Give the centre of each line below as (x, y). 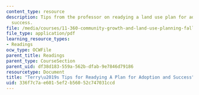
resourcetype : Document (36, 72)
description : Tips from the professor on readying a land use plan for (96, 17)
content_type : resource (36, 12)
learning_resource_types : (38, 39)
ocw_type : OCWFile (29, 50)
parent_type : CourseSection (41, 61)
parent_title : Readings (36, 55)
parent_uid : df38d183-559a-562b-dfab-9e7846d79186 (70, 66)
